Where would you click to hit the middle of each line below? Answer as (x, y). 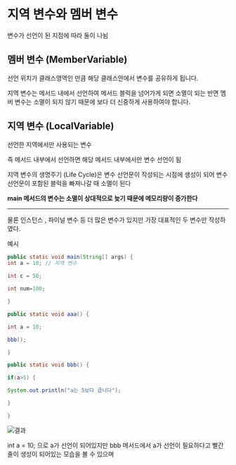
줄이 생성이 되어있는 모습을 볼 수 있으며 (61, 454)
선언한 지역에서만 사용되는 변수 (50, 144)
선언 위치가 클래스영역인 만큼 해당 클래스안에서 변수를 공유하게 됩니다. (103, 77)
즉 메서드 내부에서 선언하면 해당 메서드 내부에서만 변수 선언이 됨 (94, 159)
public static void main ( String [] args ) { (70, 257)
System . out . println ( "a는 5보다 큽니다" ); (64, 391)
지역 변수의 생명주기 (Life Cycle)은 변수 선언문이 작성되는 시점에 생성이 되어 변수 (118, 174)
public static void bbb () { (48, 365)
